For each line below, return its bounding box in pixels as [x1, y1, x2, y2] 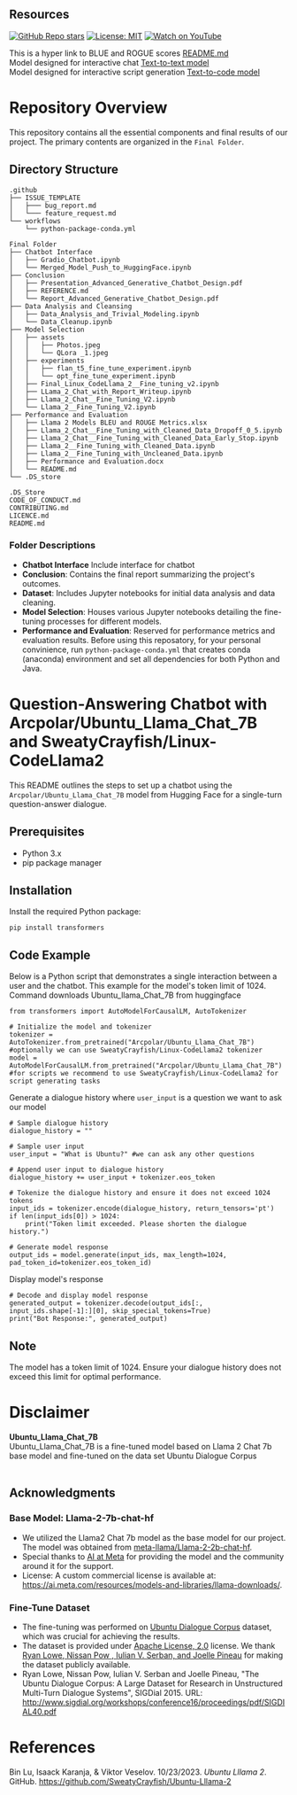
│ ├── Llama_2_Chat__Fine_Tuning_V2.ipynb [9, 394, 176, 404]
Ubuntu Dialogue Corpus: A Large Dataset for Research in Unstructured [21, 1678, 283, 1689]
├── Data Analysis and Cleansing [9, 301, 133, 311]
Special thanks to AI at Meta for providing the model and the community [21, 1550, 285, 1562]
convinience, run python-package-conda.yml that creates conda [21, 644, 251, 655]
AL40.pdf [21, 1706, 57, 1717]
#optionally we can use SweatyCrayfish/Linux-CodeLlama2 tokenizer [9, 1045, 263, 1055]
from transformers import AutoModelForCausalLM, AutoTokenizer [9, 1007, 247, 1016]
